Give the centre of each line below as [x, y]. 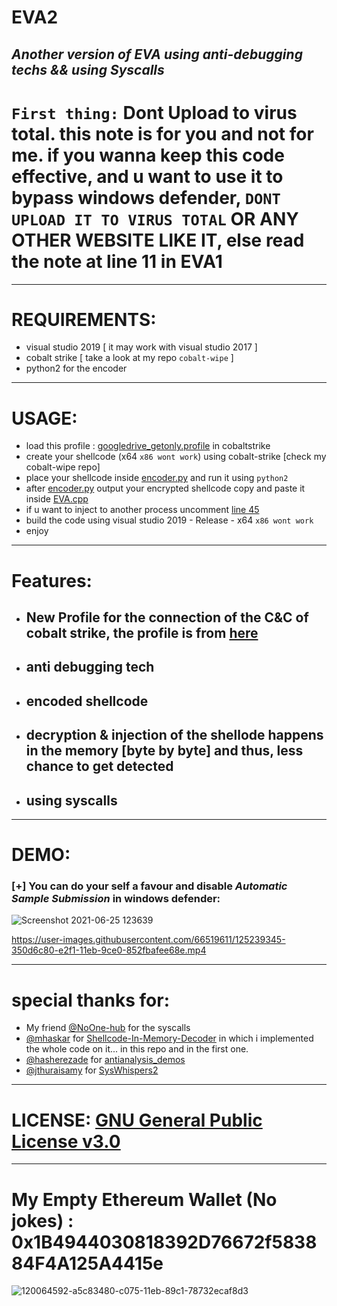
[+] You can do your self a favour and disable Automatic [149, 886]
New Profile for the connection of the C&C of [167, 617]
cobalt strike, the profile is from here [142, 632]
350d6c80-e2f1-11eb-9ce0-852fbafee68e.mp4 [109, 950]
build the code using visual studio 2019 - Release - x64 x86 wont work [169, 520]
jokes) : [42, 1220]
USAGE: [44, 418]
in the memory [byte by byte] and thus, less [164, 751]
